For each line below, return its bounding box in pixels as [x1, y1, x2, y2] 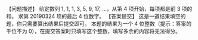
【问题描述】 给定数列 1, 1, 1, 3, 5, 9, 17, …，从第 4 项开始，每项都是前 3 [6, 5, 181, 12]
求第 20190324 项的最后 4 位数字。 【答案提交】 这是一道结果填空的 [17, 13, 186, 20]
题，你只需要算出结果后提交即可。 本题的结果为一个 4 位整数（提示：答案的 [6, 20, 192, 27]
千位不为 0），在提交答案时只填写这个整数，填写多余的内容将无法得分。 [6, 27, 181, 35]
